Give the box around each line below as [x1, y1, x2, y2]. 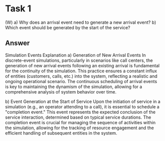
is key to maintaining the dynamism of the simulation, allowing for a [5, 84, 142, 90]
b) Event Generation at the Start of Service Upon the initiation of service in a [5, 98, 161, 104]
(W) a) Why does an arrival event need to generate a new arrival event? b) [5, 19, 156, 25]
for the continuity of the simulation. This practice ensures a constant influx [5, 68, 157, 74]
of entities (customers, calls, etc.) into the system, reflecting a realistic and [5, 73, 158, 79]
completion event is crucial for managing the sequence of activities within [5, 119, 156, 125]
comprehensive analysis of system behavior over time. [5, 89, 117, 94]
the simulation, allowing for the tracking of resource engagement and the [5, 125, 154, 131]
